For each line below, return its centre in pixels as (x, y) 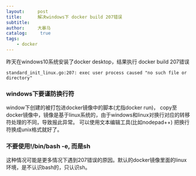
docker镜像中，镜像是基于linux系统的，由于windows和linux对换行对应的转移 (98, 115)
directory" (19, 78)
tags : (13, 39)
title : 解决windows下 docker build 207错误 (64, 17)
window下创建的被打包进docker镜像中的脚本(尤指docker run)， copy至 (92, 108)
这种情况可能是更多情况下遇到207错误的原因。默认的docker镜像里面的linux (97, 160)
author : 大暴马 (28, 28)
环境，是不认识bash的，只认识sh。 (48, 167)
